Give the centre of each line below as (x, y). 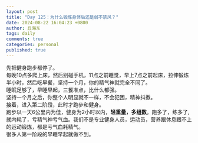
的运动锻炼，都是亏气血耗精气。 (45, 126)
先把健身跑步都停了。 (32, 67)
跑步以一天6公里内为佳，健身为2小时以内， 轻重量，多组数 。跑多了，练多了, (98, 112)
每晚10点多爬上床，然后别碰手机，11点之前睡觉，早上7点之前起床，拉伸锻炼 (98, 75)
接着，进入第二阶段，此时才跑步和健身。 (55, 105)
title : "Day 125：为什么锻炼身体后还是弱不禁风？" (62, 17)
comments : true (25, 39)
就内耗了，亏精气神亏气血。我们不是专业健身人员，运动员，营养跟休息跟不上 (99, 119)
